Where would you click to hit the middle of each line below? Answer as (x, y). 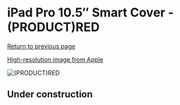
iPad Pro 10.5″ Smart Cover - (90, 13)
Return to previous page (41, 46)
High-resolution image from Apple (55, 59)
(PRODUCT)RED (53, 27)
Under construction (50, 94)
